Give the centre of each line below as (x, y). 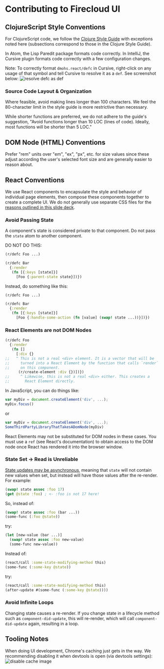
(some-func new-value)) (34, 544)
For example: (18, 480)
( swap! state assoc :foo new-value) (47, 540)
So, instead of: (20, 503)
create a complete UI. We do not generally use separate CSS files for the (78, 202)
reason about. (19, 164)
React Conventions (35, 180)
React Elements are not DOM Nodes (48, 330)
